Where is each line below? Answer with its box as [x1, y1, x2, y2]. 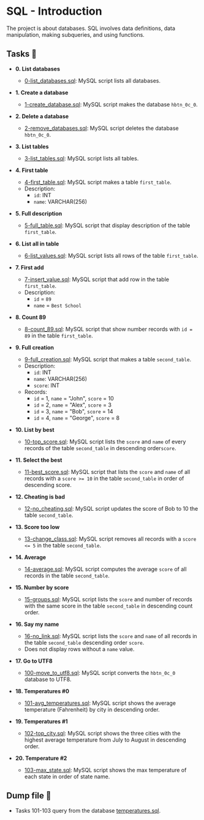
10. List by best [15, 426, 55, 433]
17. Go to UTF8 [15, 657, 53, 664]
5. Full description [15, 209, 62, 217]
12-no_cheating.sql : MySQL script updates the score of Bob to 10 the [24, 505, 198, 512]
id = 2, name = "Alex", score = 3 [33, 401, 112, 408]
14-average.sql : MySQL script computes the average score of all [24, 565, 187, 573]
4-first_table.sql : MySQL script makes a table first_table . [24, 178, 172, 186]
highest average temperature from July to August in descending [24, 736, 186, 743]
